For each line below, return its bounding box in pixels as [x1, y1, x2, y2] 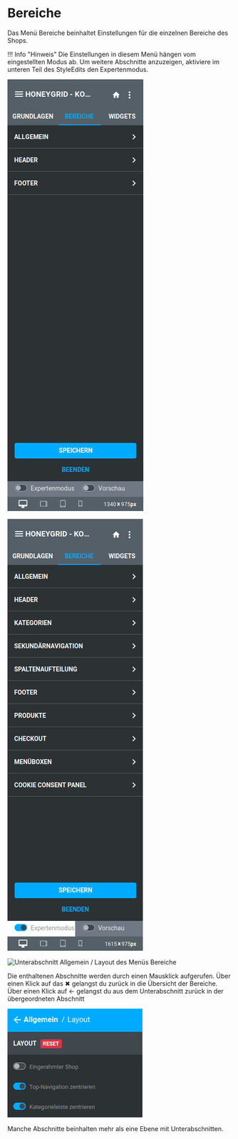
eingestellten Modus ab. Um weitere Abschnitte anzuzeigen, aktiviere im [7, 57, 219, 66]
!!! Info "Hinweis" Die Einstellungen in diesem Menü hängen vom [7, 50, 196, 58]
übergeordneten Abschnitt [7, 994, 85, 1003]
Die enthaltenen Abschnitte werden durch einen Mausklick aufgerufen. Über [7, 971, 231, 980]
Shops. [7, 36, 29, 44]
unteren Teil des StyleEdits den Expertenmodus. [7, 65, 148, 73]
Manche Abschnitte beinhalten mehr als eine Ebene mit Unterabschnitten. [7, 1124, 224, 1133]
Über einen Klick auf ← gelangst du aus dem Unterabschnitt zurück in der [7, 986, 224, 995]
